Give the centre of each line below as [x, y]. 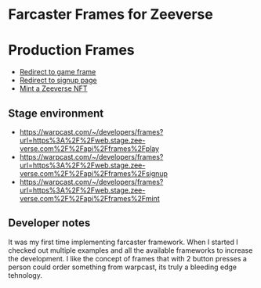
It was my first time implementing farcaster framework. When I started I [123, 242]
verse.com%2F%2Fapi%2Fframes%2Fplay [89, 148]
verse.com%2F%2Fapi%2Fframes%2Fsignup [94, 173]
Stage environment [56, 113]
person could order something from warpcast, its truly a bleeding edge [123, 267]
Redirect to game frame [58, 72]
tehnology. [25, 275]
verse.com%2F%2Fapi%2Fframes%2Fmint [89, 198]
